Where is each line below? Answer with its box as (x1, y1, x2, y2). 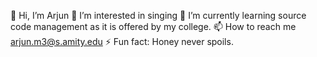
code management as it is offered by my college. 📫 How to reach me (10, 21, 297, 32)
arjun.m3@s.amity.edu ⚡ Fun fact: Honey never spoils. (10, 36, 234, 47)
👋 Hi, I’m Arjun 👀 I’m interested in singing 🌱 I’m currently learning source (10, 10, 307, 21)
